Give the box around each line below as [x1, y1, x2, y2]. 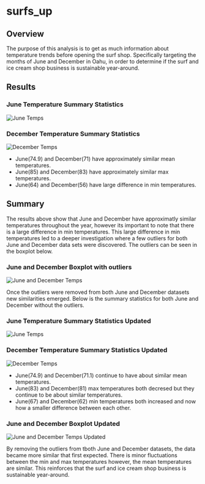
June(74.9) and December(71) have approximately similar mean [15, 155, 176, 163]
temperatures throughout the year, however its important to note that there [6, 221, 195, 229]
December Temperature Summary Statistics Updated [6, 346, 168, 354]
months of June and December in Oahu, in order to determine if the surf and [6, 58, 199, 65]
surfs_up [6, 4, 53, 18]
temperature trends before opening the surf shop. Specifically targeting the [6, 51, 196, 59]
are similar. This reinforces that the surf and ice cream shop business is [6, 464, 187, 472]
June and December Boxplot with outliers [6, 263, 132, 271]
